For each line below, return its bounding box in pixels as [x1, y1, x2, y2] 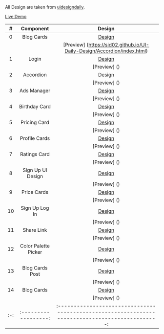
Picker [27, 249, 42, 255]
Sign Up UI [22, 167, 47, 173]
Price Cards [21, 189, 49, 195]
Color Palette [20, 243, 50, 249]
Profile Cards [20, 135, 50, 141]
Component [20, 25, 49, 32]
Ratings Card [20, 151, 50, 157]
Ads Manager [19, 88, 50, 94]
